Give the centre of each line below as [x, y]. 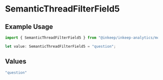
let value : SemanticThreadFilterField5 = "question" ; [61, 46]
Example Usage [29, 27]
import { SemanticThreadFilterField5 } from [51, 38]
